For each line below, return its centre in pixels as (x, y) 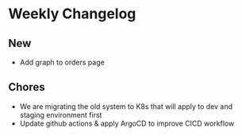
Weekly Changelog (72, 14)
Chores (27, 87)
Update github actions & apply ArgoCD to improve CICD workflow (127, 123)
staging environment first (61, 115)
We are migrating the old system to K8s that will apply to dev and (126, 106)
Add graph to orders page (62, 62)
